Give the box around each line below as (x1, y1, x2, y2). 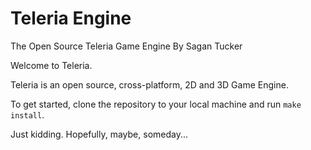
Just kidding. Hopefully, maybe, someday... (10, 128, 189, 140)
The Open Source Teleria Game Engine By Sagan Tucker (10, 40, 243, 52)
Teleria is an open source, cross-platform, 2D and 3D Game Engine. (10, 78, 289, 91)
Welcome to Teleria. (10, 59, 93, 71)
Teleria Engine (10, 7, 132, 30)
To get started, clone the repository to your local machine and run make (10, 98, 302, 110)
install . (10, 108, 45, 121)
